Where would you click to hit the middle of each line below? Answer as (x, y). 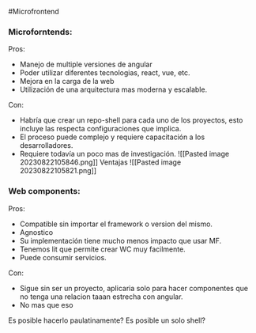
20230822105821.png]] (58, 171)
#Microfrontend (34, 11)
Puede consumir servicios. (63, 257)
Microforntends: (40, 32)
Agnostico (36, 232)
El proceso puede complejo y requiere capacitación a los (112, 137)
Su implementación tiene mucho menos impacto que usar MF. (120, 240)
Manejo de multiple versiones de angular (86, 64)
